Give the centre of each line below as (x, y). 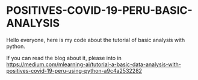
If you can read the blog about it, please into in (64, 58)
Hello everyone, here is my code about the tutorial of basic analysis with (96, 40)
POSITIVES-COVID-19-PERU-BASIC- (99, 11)
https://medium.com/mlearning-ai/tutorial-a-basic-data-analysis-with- (94, 64)
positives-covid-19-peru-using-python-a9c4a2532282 (74, 70)
